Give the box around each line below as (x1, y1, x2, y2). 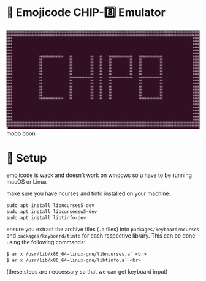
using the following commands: (6, 238, 86, 245)
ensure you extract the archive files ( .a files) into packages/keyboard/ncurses (6, 225, 200, 233)
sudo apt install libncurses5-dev (6, 202, 95, 209)
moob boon (6, 130, 36, 137)
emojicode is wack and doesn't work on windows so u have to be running (6, 171, 192, 179)
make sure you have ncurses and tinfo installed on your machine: (6, 190, 171, 197)
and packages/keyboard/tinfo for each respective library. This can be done (6, 231, 196, 239)
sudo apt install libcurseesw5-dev (6, 208, 97, 215)
